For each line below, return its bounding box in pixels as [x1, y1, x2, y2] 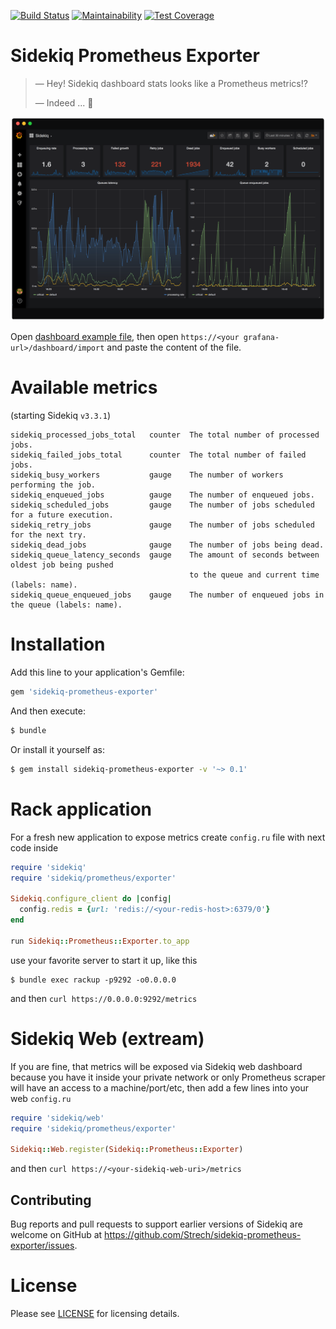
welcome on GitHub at [10, 1228, 103, 1240]
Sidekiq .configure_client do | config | [10, 894, 172, 904]
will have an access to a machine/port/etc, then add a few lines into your [10, 1081, 310, 1094]
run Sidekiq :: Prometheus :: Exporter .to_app [10, 936, 190, 946]
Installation [10, 633, 106, 656]
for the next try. [10, 530, 87, 540]
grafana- [243, 333, 280, 343]
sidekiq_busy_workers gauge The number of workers [10, 470, 284, 480]
